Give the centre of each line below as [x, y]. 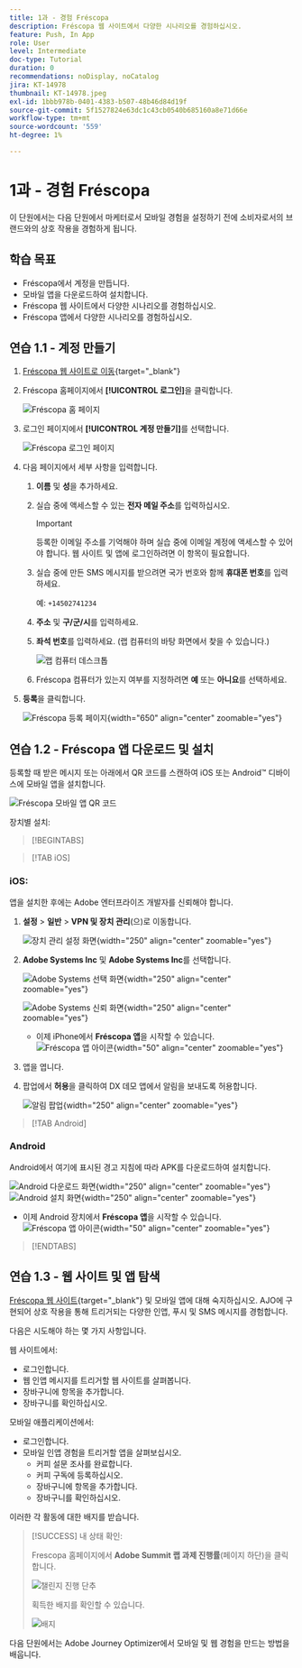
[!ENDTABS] [54, 1246]
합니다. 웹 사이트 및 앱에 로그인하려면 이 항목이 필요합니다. [147, 553]
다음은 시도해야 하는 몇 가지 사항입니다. [78, 1331]
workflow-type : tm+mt [50, 118]
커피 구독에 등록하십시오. [79, 1475]
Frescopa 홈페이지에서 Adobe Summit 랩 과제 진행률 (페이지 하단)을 [151, 1555]
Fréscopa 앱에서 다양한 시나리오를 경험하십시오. [107, 317]
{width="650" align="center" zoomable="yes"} [194, 718]
